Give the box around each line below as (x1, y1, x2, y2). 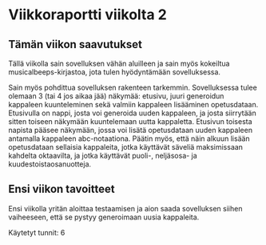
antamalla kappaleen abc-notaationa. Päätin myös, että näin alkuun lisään (8, 134, 250, 143)
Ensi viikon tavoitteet (8, 183, 115, 196)
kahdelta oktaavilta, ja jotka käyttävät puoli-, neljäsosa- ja (8, 151, 197, 160)
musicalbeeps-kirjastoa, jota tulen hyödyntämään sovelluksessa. (8, 67, 221, 77)
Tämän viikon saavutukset (8, 38, 142, 51)
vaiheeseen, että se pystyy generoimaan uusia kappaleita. (8, 212, 200, 222)
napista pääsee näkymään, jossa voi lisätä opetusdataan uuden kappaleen (8, 126, 253, 135)
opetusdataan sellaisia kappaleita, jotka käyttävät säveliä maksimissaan (8, 143, 244, 151)
